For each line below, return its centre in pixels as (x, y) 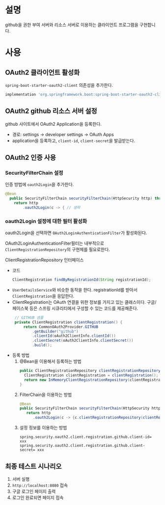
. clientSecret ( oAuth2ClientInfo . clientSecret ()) (83, 341)
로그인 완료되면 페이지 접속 (38, 497)
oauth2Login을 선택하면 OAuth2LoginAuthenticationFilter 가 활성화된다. (76, 233)
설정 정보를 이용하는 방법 (43, 428)
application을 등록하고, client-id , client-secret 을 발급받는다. (74, 141)
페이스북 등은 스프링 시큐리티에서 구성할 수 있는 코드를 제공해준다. (75, 308)
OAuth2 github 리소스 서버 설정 (51, 111)
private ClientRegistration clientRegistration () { (69, 322)
